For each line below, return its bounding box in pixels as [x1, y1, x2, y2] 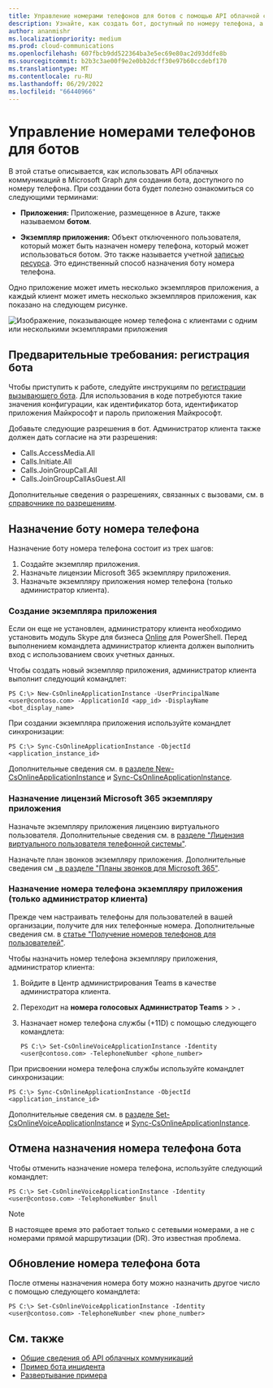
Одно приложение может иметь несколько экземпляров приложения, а [8, 283, 260, 292]
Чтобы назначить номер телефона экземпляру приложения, [8, 953, 219, 963]
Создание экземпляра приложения [8, 605, 157, 616]
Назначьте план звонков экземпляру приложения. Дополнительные [8, 854, 246, 864]
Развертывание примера [19, 1370, 108, 1381]
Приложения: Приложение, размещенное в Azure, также [19, 208, 221, 218]
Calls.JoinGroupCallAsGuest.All [19, 474, 126, 484]
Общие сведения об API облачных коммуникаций [19, 1353, 193, 1363]
